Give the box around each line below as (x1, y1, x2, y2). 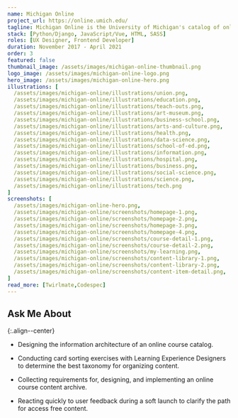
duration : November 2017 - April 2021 (7, 43, 122, 50)
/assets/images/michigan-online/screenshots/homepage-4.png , (13, 228, 198, 235)
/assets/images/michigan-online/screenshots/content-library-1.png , (13, 255, 220, 262)
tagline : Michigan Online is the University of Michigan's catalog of (7, 23, 220, 31)
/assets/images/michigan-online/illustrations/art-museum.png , (13, 109, 204, 117)
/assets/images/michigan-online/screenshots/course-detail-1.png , (13, 235, 214, 242)
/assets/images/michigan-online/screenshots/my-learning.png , (13, 248, 201, 256)
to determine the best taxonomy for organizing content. (17, 362, 179, 370)
